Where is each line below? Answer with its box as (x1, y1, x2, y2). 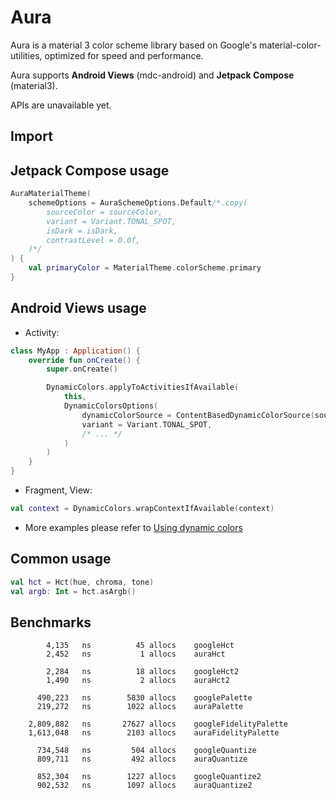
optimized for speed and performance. (44, 49, 204, 61)
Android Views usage (10, 300, 147, 317)
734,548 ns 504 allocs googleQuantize (36, 746, 257, 756)
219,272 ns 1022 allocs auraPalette (36, 702, 244, 712)
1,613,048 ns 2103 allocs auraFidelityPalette (28, 728, 280, 738)
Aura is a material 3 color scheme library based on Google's (10, 39, 258, 51)
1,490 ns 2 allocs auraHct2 (46, 676, 230, 686)
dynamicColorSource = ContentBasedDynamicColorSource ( (81, 410, 315, 420)
